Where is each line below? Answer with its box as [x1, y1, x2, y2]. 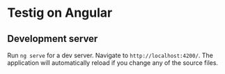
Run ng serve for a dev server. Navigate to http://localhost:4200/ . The [7, 51, 214, 59]
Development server [7, 33, 98, 45]
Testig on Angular [7, 5, 113, 21]
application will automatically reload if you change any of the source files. [7, 59, 218, 67]
